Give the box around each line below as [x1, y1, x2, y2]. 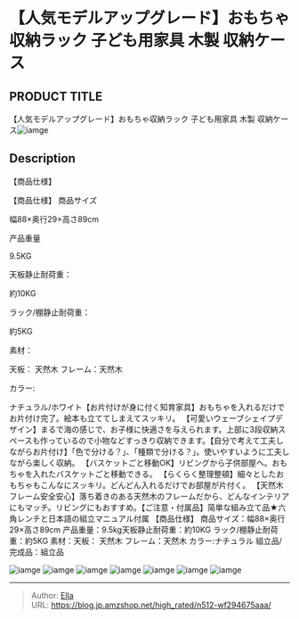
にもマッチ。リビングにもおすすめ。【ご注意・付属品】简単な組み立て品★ [9, 501, 279, 513]
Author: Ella [30, 590, 74, 600]
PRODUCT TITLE [9, 88, 103, 103]
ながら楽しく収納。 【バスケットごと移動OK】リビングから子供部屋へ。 [9, 457, 273, 468]
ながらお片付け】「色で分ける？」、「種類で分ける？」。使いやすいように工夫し [9, 446, 290, 457]
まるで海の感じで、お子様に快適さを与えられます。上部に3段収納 [39, 424, 279, 434]
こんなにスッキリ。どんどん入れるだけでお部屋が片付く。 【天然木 [39, 479, 284, 491]
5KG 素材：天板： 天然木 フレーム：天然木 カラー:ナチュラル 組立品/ [32, 535, 283, 546]
